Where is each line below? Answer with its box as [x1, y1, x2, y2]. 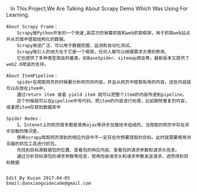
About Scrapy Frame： [6, 24, 59, 30]
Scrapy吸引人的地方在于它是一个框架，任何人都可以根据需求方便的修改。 [17, 49, 170, 55]
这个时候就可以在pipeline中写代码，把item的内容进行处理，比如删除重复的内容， [17, 98, 190, 104]
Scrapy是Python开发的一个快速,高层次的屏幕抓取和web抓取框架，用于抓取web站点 [17, 30, 190, 36]
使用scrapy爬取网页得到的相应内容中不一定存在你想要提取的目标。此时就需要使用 [17, 135, 187, 141]
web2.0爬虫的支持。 [6, 61, 49, 67]
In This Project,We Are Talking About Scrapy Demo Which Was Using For [10, 5, 188, 12]
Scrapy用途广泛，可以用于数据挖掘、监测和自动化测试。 [17, 43, 134, 48]
